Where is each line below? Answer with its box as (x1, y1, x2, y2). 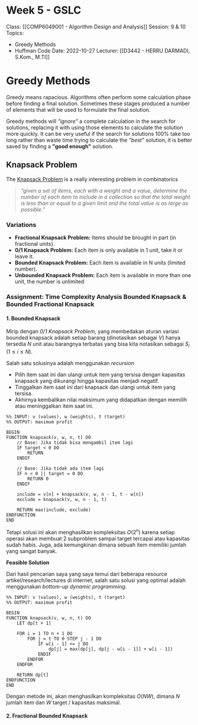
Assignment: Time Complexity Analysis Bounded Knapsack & (6, 292, 187, 301)
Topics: (6, 29, 24, 36)
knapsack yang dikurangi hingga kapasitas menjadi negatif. (14, 377, 160, 384)
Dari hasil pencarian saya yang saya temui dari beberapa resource (6, 570, 167, 577)
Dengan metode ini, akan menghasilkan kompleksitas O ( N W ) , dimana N (6, 693, 180, 700)
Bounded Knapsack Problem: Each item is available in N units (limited (14, 259, 186, 266)
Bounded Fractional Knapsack (6, 300, 95, 308)
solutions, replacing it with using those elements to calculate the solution (6, 123, 183, 131)
